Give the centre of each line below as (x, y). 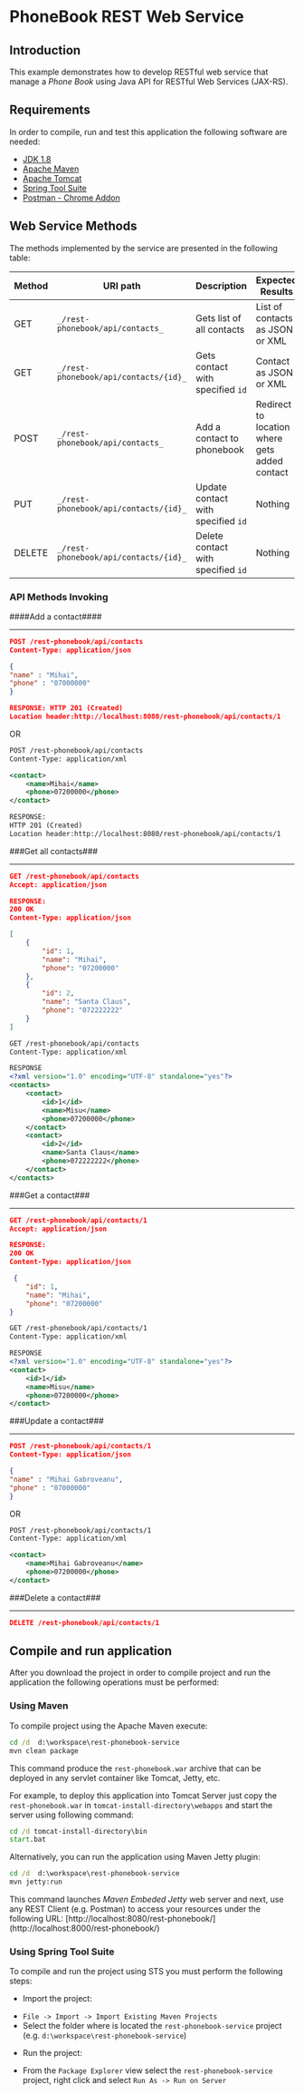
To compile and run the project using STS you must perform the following (146, 1972)
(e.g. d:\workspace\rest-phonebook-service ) (104, 2036)
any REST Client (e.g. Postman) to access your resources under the (135, 1909)
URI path (122, 286)
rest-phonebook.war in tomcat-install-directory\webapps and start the (141, 1805)
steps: (21, 1981)
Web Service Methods (73, 226)
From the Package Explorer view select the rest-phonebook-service (147, 2070)
